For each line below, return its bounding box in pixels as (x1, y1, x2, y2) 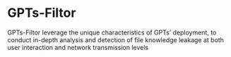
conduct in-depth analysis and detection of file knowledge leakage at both (7, 35, 225, 44)
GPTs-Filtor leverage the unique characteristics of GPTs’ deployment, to (7, 28, 217, 37)
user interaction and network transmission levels (7, 43, 149, 51)
